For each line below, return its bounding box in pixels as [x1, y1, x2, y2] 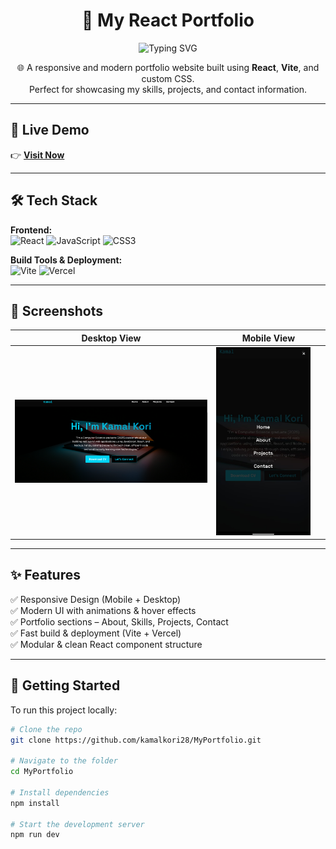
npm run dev [10, 830, 60, 840]
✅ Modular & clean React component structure [10, 638, 203, 650]
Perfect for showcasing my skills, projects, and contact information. [28, 83, 308, 95]
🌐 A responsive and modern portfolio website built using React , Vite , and [16, 61, 320, 73]
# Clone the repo [10, 724, 83, 734]
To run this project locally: [10, 704, 118, 716]
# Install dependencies [10, 787, 110, 798]
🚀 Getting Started [10, 677, 121, 694]
